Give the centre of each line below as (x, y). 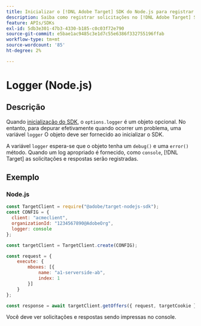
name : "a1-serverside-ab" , (72, 273)
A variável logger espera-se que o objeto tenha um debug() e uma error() (98, 146)
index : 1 (49, 278)
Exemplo (23, 178)
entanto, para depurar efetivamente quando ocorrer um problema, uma (94, 128)
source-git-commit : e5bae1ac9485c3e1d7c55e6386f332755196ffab (85, 34)
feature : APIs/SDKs (31, 23)
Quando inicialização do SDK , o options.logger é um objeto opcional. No (96, 122)
